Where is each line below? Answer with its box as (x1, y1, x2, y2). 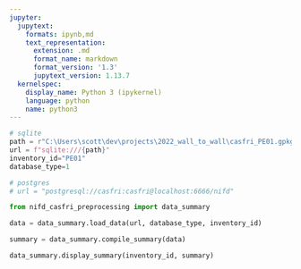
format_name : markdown (32, 55, 118, 63)
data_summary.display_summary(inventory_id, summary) (9, 251, 215, 260)
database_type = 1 (9, 162, 70, 171)
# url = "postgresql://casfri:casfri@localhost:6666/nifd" (9, 187, 235, 196)
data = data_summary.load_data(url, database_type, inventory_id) (9, 219, 262, 228)
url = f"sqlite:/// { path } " (9, 146, 110, 155)
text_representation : (25, 38, 106, 47)
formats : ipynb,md (25, 29, 94, 38)
